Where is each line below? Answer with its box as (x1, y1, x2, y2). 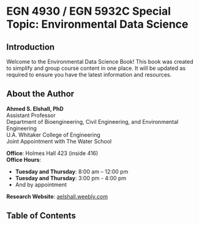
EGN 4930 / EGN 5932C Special (6, 4, 171, 18)
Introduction (6, 42, 55, 52)
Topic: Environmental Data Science (6, 17, 189, 31)
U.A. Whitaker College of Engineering (6, 131, 100, 139)
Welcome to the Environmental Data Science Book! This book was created (6, 58, 194, 65)
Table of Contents (6, 210, 77, 221)
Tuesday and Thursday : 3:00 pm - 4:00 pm (15, 174, 127, 181)
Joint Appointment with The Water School (6, 137, 112, 145)
